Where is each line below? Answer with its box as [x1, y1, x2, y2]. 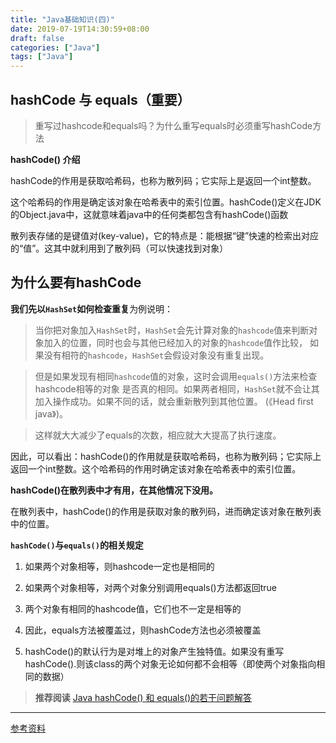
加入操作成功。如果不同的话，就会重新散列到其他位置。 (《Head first [34, 395, 314, 407]
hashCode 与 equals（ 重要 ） [10, 91, 191, 108]
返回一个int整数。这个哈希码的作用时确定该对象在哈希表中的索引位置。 [10, 462, 302, 475]
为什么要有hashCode [10, 274, 142, 291]
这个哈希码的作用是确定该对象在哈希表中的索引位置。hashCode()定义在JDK [10, 196, 322, 208]
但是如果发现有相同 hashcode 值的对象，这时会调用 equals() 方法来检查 [34, 370, 318, 382]
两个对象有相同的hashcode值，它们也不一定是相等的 [24, 602, 242, 615]
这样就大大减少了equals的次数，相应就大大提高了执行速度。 [34, 429, 282, 441]
